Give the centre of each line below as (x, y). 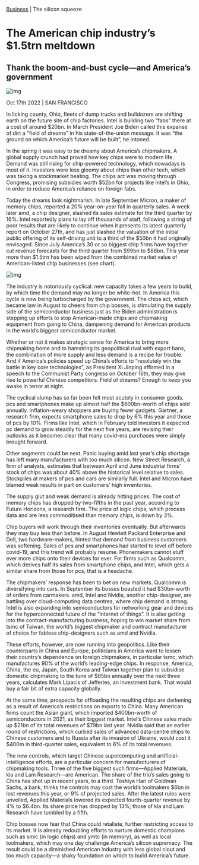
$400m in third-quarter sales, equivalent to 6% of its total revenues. (89, 744)
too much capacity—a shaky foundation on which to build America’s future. (98, 856)
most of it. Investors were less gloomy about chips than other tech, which (96, 170)
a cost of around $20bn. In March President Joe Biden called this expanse (97, 127)
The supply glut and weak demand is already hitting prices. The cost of (93, 496)
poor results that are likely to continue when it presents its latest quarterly (96, 225)
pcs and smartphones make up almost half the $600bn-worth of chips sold (98, 404)
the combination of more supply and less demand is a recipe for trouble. (94, 354)
